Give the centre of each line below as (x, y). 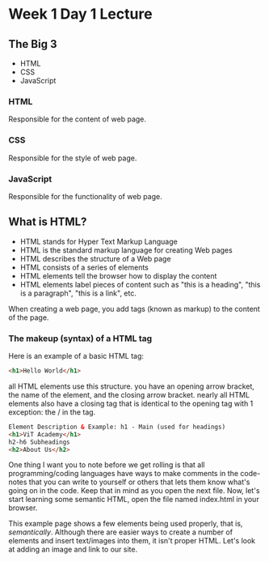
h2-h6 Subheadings (39, 442)
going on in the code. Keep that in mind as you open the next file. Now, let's (134, 491)
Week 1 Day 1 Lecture (80, 14)
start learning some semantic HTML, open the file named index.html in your (134, 500)
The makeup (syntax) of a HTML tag (80, 338)
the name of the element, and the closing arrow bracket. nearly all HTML (129, 394)
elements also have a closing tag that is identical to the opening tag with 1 (131, 403)
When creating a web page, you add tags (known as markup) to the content (134, 309)
